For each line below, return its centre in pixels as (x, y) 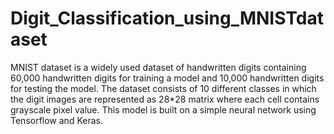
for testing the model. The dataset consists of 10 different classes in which (163, 88)
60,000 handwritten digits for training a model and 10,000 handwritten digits (167, 78)
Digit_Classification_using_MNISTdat (167, 18)
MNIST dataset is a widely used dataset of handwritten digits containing (158, 67)
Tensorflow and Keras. (56, 120)
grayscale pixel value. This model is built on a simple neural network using (163, 109)
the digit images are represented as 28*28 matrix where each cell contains (165, 99)
